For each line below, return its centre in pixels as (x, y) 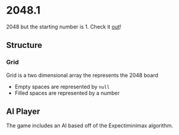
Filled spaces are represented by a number (67, 93)
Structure (24, 45)
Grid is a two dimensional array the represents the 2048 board (82, 75)
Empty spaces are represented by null (62, 86)
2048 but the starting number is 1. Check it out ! (64, 27)
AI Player (23, 112)
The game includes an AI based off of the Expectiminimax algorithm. (90, 126)
